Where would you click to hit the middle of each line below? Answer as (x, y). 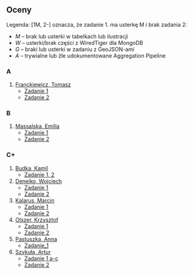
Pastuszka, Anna (36, 239)
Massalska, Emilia (37, 126)
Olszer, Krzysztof (37, 219)
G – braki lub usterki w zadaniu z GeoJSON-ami (75, 49)
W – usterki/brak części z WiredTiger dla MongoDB (79, 42)
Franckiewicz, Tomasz (43, 85)
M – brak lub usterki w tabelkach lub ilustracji (72, 36)
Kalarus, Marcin (35, 200)
